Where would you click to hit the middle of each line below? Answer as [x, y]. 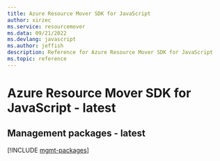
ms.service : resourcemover [46, 26]
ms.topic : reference [37, 59]
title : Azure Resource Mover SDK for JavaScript [79, 14]
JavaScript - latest [62, 108]
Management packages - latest [77, 134]
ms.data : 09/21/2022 [37, 33]
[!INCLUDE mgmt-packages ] [48, 150]
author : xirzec [29, 20]
